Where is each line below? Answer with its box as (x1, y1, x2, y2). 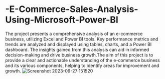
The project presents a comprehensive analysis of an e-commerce (5, 30, 143, 36)
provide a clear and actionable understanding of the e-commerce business (5, 57, 160, 63)
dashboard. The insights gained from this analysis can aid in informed (5, 46, 149, 52)
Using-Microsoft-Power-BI (5, 14, 119, 25)
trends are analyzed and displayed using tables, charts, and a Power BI (5, 41, 152, 47)
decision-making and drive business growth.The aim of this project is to (5, 51, 153, 58)
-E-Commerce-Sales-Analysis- (5, 3, 138, 15)
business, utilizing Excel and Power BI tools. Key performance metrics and (5, 36, 158, 42)
